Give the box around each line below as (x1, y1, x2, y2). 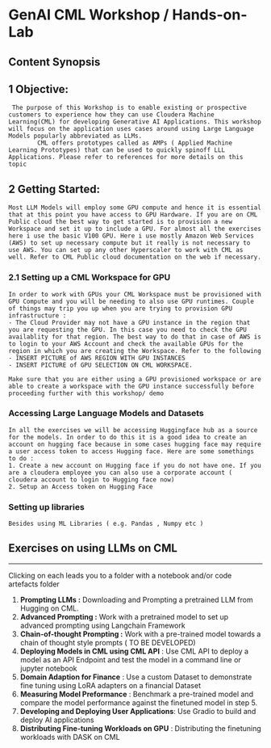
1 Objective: (8, 82, 69, 96)
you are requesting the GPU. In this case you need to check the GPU (8, 326, 248, 334)
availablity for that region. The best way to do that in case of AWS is (8, 333, 262, 341)
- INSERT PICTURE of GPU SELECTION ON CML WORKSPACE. (8, 361, 194, 369)
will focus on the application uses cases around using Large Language (8, 125, 254, 133)
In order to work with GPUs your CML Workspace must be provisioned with (8, 290, 262, 298)
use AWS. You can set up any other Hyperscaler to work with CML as (8, 246, 244, 254)
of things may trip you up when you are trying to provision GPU (8, 305, 232, 313)
